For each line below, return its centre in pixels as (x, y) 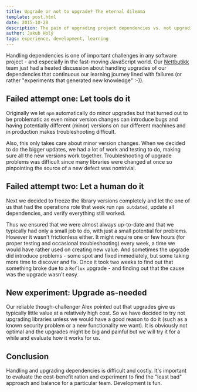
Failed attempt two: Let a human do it (75, 186)
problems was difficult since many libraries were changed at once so (89, 161)
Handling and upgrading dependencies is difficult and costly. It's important (96, 371)
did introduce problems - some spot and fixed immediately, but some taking (98, 255)
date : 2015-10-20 (27, 22)
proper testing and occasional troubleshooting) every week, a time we (91, 243)
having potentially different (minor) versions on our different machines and (96, 125)
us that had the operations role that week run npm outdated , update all (90, 207)
